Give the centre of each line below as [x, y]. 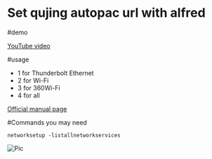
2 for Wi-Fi [33, 80]
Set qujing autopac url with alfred [106, 13]
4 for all [28, 95]
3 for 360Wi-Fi [39, 88]
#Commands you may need [47, 122]
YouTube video [29, 46]
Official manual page [37, 109]
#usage [18, 59]
